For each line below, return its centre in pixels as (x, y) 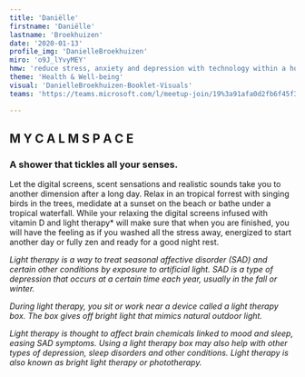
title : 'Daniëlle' (44, 18)
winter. (22, 289)
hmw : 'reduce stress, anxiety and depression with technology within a (148, 69)
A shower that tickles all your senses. (94, 164)
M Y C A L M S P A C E (72, 139)
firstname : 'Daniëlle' (52, 26)
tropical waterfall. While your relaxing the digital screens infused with (138, 213)
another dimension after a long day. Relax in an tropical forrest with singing (150, 194)
